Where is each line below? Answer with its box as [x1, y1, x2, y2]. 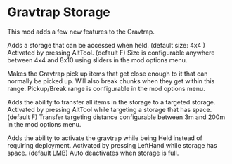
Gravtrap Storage [7, 4, 111, 20]
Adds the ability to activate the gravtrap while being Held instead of [7, 134, 202, 142]
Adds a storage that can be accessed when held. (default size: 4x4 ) [7, 41, 206, 49]
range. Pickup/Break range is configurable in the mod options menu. [7, 84, 205, 93]
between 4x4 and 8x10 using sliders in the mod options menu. [7, 55, 188, 64]
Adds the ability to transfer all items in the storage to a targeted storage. [7, 97, 216, 106]
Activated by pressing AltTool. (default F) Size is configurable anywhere [7, 48, 215, 57]
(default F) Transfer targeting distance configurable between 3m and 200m [7, 113, 226, 121]
